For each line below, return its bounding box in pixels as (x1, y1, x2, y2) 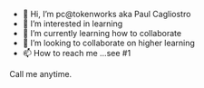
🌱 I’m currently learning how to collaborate (22, 28, 182, 38)
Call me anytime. (9, 69, 73, 79)
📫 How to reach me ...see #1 (22, 48, 131, 58)
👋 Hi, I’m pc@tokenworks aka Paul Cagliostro (22, 9, 191, 19)
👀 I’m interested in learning (22, 18, 123, 29)
